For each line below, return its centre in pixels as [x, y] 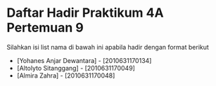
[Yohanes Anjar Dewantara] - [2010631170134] [84, 60]
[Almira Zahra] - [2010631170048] [66, 76]
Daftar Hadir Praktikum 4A [85, 13]
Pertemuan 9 [45, 28]
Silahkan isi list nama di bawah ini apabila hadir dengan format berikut [108, 47]
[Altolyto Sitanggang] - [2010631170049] [76, 68]
